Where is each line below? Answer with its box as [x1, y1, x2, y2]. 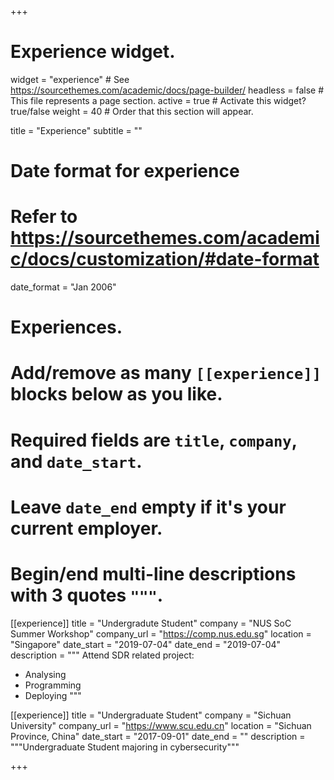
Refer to [10, 206, 78, 228]
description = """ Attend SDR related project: [10, 649, 195, 661]
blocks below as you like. [10, 383, 223, 406]
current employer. [10, 517, 163, 540]
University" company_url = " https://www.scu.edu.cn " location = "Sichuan [10, 719, 312, 731]
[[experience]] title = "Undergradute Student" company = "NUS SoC [10, 617, 292, 629]
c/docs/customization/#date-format [10, 248, 320, 271]
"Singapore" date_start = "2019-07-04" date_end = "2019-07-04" [10, 638, 282, 650]
